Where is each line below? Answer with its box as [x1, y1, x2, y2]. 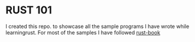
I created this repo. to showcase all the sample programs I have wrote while [5, 23, 190, 30]
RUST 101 [5, 3, 53, 17]
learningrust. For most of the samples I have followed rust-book [5, 29, 161, 36]
